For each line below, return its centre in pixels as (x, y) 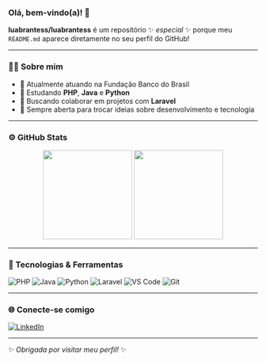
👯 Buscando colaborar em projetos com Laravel (98, 101)
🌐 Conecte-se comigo (51, 310)
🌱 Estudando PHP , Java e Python (75, 92)
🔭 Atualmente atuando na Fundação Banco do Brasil (104, 84)
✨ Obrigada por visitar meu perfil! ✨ (67, 350)
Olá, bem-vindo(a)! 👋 (49, 13)
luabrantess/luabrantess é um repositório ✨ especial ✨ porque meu (120, 30)
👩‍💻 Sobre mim (36, 67)
